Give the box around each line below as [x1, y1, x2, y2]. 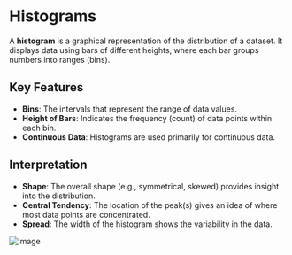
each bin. [21, 122, 57, 133]
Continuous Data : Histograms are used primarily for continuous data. [21, 131, 276, 143]
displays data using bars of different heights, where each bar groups [9, 44, 259, 55]
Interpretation [9, 158, 88, 173]
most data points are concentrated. [21, 209, 150, 220]
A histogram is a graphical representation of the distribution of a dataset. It [9, 35, 283, 46]
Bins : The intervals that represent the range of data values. [21, 104, 237, 114]
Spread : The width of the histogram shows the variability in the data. [21, 219, 273, 229]
